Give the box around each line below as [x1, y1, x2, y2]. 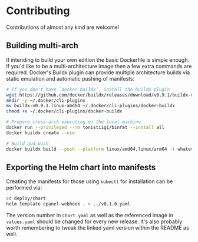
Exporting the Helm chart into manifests [6, 162, 156, 172]
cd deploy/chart [6, 195, 46, 201]
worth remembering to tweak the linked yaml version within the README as [6, 224, 190, 231]
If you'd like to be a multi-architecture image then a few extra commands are [6, 62, 192, 69]
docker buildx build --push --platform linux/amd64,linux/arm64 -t [6, 146, 176, 152]
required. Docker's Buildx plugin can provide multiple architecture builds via [6, 69, 190, 76]
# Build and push [6, 140, 49, 147]
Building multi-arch [6, 41, 78, 51]
